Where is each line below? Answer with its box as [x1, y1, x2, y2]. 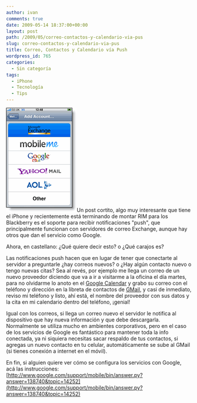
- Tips [11, 90, 28, 97]
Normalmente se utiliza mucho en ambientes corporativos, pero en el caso [6, 323, 187, 329]
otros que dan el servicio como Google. [6, 232, 102, 239]
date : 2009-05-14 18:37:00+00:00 [6, 22, 88, 28]
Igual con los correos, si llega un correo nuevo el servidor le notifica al [6, 310, 176, 317]
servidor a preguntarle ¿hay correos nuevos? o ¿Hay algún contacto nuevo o [6, 261, 192, 268]
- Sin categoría [11, 66, 51, 71]
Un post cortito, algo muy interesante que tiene [76, 207, 191, 213]
